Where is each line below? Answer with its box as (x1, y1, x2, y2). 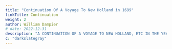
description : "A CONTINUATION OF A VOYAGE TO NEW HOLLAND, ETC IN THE (5, 31, 159, 36)
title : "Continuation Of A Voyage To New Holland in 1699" (5, 7, 134, 13)
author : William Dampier (5, 21, 58, 27)
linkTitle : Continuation (5, 12, 58, 17)
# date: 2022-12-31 (5, 27, 47, 32)
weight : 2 (5, 17, 27, 22)
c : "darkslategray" (5, 36, 47, 41)
